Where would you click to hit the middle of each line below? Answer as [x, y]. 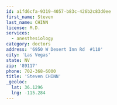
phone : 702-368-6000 [31, 71]
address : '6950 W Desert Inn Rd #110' [55, 50]
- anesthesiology [32, 38]
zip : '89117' [22, 66]
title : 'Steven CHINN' [34, 76]
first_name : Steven [30, 17]
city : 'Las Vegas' [28, 55]
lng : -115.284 [28, 93]
